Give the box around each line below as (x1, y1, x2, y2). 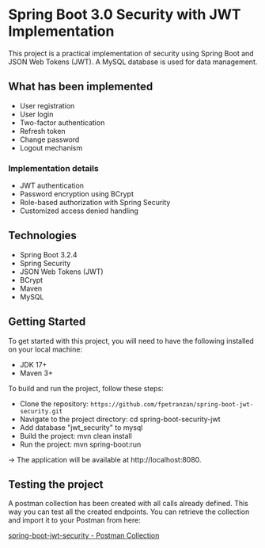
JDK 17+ (19, 360, 47, 369)
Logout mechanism (19, 143, 83, 152)
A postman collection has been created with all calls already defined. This (8, 499, 249, 508)
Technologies (8, 229, 78, 242)
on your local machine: (8, 344, 83, 354)
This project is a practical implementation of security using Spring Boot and (8, 48, 255, 58)
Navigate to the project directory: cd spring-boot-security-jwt (19, 414, 221, 424)
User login (19, 109, 54, 119)
